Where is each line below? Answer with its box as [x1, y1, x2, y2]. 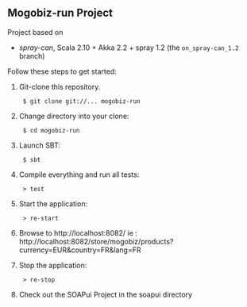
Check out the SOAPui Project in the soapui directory [18, 290, 192, 299]
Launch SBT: [18, 140, 61, 150]
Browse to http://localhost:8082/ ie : [18, 228, 138, 237]
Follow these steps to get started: [7, 67, 117, 76]
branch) [18, 51, 45, 60]
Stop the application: [18, 260, 87, 270]
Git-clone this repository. [18, 82, 101, 91]
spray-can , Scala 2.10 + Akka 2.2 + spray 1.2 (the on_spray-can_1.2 [18, 43, 239, 52]
